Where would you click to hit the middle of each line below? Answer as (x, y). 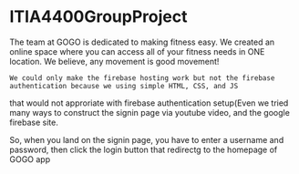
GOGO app (30, 159)
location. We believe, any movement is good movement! (114, 61)
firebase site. (34, 122)
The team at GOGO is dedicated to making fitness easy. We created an (142, 42)
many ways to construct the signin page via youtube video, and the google (149, 112)
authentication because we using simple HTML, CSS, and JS (124, 86)
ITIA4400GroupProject (98, 17)
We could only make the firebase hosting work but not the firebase (142, 78)
